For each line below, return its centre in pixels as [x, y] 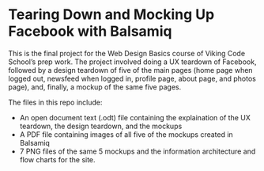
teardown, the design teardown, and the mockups [101, 126]
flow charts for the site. [58, 159]
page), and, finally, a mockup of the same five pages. [95, 87]
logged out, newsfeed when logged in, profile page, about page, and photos [132, 78]
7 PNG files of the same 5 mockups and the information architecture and [138, 151]
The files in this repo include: [55, 102]
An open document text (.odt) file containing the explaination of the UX [135, 117]
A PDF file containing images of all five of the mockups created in [126, 134]
